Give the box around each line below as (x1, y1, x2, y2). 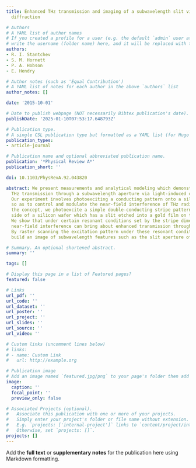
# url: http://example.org (6, 358, 77, 363)
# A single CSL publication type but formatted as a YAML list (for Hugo (6, 132, 190, 138)
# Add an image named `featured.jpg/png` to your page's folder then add (6, 373, 190, 380)
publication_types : (6, 137, 54, 143)
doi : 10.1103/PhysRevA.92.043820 (6, 175, 87, 181)
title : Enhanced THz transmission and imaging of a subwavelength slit (6, 8, 184, 15)
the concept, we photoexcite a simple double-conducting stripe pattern (11, 207, 192, 213)
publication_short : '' (6, 164, 61, 170)
